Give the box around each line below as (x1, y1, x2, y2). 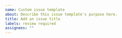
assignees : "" (5, 26, 34, 31)
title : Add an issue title (5, 16, 61, 21)
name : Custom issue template (5, 7, 65, 12)
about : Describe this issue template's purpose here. (5, 12, 118, 17)
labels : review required (5, 21, 56, 26)
